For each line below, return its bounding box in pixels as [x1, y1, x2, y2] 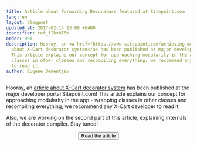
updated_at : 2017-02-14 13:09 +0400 [6, 25, 96, 31]
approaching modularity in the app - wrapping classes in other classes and [6, 97, 187, 104]
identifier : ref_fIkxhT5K [6, 30, 69, 36]
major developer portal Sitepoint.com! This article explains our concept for [6, 91, 186, 98]
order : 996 [6, 36, 33, 41]
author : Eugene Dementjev [6, 68, 69, 74]
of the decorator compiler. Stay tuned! [6, 120, 98, 127]
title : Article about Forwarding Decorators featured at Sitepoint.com [6, 8, 185, 15]
